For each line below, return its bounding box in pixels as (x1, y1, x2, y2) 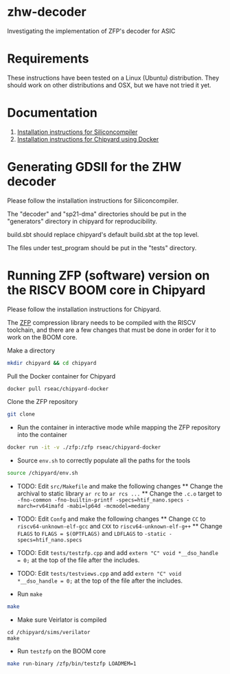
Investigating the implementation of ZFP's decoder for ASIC (7, 27, 176, 35)
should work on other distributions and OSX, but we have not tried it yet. (7, 80, 211, 89)
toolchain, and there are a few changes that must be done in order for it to (7, 326, 216, 334)
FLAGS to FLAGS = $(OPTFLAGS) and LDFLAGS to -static (16, 530, 166, 538)
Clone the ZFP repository (7, 398, 78, 406)
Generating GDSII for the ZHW (7, 159, 182, 175)
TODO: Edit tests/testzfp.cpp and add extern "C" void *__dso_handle (16, 549, 218, 557)
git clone (7, 411, 36, 418)
